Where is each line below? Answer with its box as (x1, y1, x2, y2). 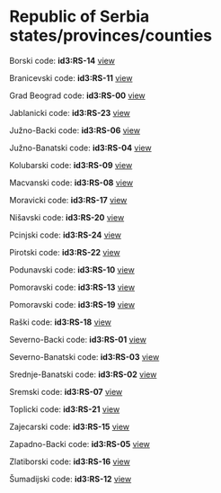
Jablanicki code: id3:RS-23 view (9, 107, 130, 118)
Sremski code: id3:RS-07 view (9, 386, 123, 397)
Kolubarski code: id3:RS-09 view (9, 159, 133, 170)
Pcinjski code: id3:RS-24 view (9, 229, 121, 240)
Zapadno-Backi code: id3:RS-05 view (9, 438, 151, 449)
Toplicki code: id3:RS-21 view (9, 403, 120, 415)
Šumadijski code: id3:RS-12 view (9, 473, 132, 484)
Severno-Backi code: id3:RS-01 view (9, 334, 146, 345)
